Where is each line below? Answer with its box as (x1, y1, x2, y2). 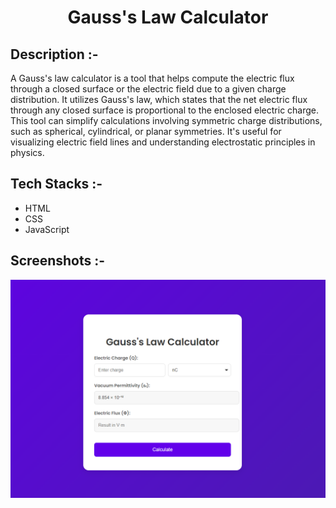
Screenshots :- (10, 252, 106, 270)
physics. (10, 147, 45, 158)
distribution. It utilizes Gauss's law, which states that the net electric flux (10, 94, 308, 105)
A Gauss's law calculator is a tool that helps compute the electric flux (10, 72, 295, 84)
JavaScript (24, 223, 70, 235)
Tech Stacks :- (10, 176, 103, 193)
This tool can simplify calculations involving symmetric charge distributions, (10, 115, 323, 126)
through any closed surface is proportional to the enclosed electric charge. (10, 104, 320, 116)
